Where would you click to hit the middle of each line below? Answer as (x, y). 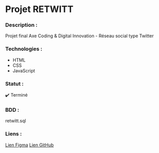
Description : (21, 25)
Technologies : (24, 49)
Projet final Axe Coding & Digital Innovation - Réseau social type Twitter (79, 36)
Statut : (14, 84)
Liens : (14, 134)
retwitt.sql (16, 121)
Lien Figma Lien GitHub (30, 145)
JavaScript (24, 70)
